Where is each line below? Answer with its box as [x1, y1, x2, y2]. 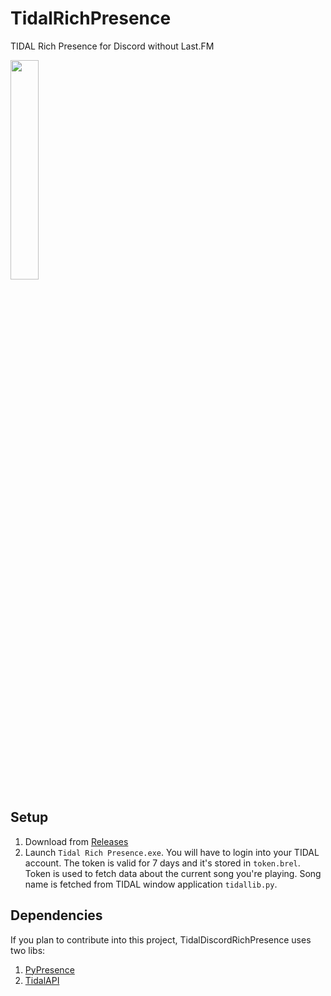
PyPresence [24, 963, 75, 976]
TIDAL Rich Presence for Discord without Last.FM [10, 40, 215, 52]
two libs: [10, 944, 46, 956]
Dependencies [10, 907, 103, 924]
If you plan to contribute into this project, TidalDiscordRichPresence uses [10, 933, 312, 946]
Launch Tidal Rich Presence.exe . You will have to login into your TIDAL [24, 846, 320, 858]
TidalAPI [24, 974, 60, 986]
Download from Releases [24, 835, 129, 847]
